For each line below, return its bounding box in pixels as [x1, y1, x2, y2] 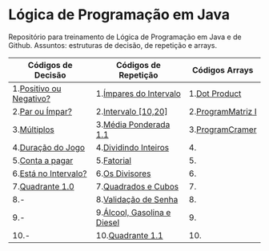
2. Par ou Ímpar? [12, 106, 72, 117]
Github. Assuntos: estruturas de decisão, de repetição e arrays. [8, 40, 218, 50]
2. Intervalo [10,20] [95, 106, 168, 117]
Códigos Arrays [191, 64, 254, 75]
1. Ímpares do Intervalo [95, 88, 182, 99]
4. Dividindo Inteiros [95, 141, 170, 153]
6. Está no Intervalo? [12, 168, 87, 179]
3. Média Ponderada [95, 118, 171, 129]
